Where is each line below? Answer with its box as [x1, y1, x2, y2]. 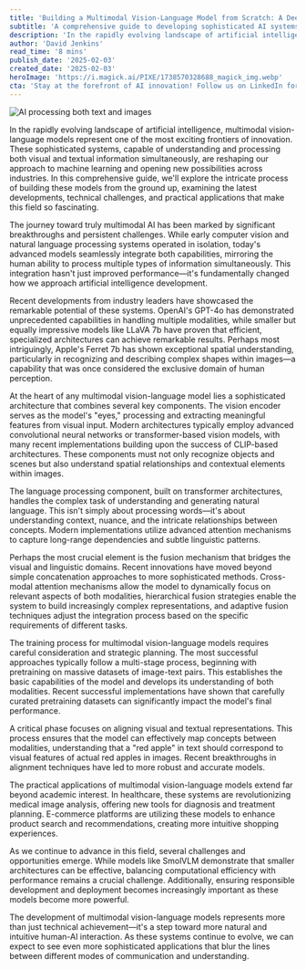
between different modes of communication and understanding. [9, 950, 250, 961]
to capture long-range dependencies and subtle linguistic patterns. [9, 534, 261, 545]
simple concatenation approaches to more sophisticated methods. [9, 571, 259, 582]
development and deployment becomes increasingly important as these [9, 884, 280, 895]
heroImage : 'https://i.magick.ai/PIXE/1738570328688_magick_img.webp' [9, 73, 283, 82]
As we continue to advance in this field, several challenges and [9, 845, 246, 856]
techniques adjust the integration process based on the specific [9, 610, 249, 621]
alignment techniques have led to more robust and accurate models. [9, 761, 266, 772]
